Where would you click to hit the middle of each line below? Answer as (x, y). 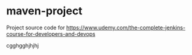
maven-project (44, 11)
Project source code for (36, 27)
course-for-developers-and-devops (51, 33)
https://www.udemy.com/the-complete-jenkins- (126, 27)
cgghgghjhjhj (23, 45)
